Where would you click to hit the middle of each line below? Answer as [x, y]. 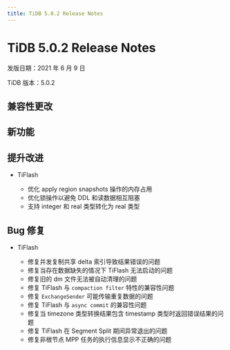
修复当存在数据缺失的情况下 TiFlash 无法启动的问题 [100, 270]
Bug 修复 [26, 230]
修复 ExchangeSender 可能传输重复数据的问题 [90, 296]
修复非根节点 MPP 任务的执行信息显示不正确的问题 [99, 339]
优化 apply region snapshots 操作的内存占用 [90, 189]
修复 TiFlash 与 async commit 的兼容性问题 [87, 304]
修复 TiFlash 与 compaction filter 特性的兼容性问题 [101, 287]
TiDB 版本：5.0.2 [31, 82]
